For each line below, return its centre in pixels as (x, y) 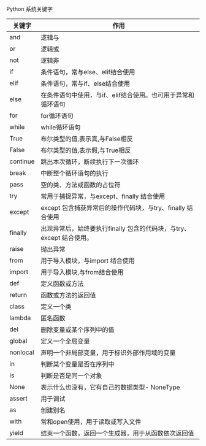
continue (22, 161)
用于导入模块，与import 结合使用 (88, 261)
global (18, 341)
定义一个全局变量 (65, 341)
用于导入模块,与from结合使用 (82, 272)
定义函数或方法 (62, 284)
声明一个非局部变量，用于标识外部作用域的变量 (108, 353)
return (18, 295)
